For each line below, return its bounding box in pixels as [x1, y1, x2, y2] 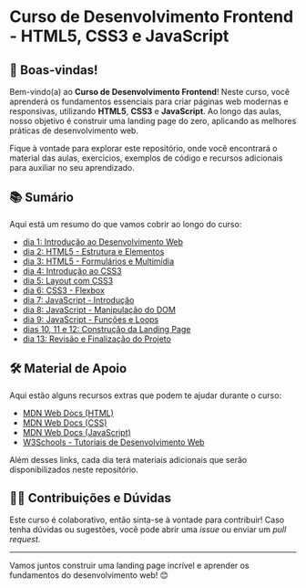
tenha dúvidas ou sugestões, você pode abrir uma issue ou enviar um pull [9, 524, 287, 535]
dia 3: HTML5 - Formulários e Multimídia [22, 256, 175, 267]
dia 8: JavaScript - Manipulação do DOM [22, 304, 176, 315]
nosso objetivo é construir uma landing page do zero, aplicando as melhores [9, 116, 297, 126]
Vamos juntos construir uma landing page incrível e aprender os [9, 560, 250, 572]
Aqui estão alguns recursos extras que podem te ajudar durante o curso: [9, 390, 282, 401]
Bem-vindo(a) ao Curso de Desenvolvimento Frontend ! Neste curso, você [9, 87, 290, 97]
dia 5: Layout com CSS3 [22, 275, 114, 286]
